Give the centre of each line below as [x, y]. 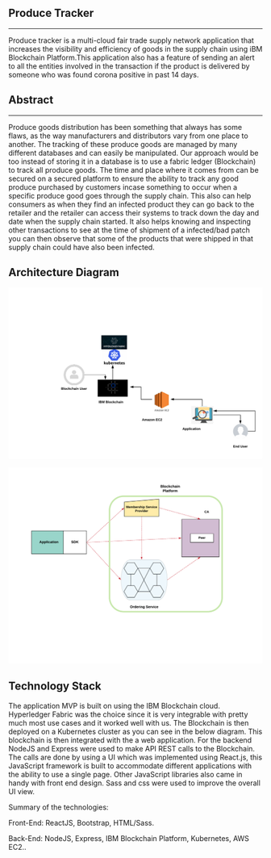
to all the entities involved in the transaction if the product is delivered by [129, 66]
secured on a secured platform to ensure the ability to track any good [124, 178]
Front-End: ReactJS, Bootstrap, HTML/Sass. [81, 822]
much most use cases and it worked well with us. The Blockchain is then [129, 722]
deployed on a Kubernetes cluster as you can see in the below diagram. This [135, 731]
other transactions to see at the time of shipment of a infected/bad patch [129, 230]
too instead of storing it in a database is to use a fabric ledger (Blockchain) [132, 161]
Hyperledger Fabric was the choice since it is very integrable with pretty [128, 714]
